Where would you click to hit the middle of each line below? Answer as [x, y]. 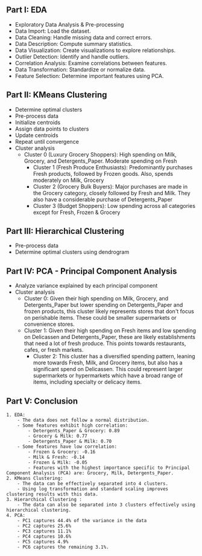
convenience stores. [49, 324]
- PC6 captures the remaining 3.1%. [63, 547]
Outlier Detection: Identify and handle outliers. [72, 56]
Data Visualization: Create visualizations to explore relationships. [95, 50]
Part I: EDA [27, 10]
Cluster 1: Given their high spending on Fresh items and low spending [110, 331]
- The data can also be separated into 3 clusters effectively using [106, 505]
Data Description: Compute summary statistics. [74, 44]
